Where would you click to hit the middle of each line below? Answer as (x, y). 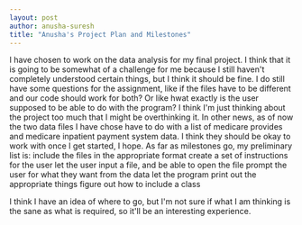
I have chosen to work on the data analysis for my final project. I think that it (150, 60)
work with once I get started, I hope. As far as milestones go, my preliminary (151, 146)
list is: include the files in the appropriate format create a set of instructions (149, 156)
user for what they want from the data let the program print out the (133, 175)
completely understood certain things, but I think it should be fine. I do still (147, 79)
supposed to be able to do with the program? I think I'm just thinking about (147, 108)
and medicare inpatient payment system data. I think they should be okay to (150, 137)
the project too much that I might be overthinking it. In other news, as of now (151, 117)
